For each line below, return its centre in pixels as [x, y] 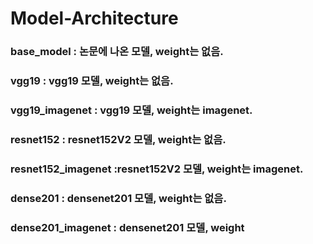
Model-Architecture [94, 18]
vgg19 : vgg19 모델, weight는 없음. [92, 81]
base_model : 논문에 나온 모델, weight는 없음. [117, 52]
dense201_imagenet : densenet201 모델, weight [127, 227]
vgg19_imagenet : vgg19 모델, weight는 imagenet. [131, 110]
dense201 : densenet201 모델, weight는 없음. [118, 198]
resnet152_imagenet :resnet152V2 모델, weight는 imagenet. [157, 169]
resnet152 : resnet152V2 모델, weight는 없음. [118, 139]
